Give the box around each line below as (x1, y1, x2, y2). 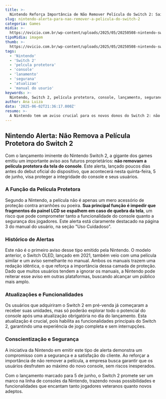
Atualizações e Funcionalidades (5, 291, 83, 298)
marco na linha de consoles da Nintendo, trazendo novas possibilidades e (5, 378, 156, 384)
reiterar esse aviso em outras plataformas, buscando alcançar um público (5, 274, 155, 280)
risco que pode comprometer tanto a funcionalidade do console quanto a (5, 213, 154, 219)
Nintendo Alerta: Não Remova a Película (5, 132, 130, 140)
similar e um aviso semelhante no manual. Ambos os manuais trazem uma (5, 258, 156, 264)
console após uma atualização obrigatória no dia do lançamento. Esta (5, 313, 147, 319)
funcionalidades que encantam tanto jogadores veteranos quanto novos (5, 383, 152, 389)
